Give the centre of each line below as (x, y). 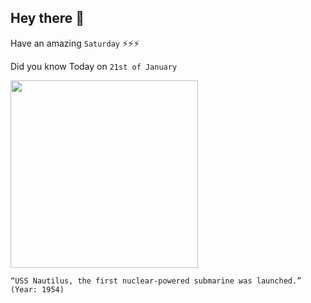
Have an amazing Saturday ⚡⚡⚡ (75, 43)
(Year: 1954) (37, 289)
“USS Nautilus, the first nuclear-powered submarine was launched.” (156, 281)
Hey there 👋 (47, 18)
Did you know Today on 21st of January (94, 66)
